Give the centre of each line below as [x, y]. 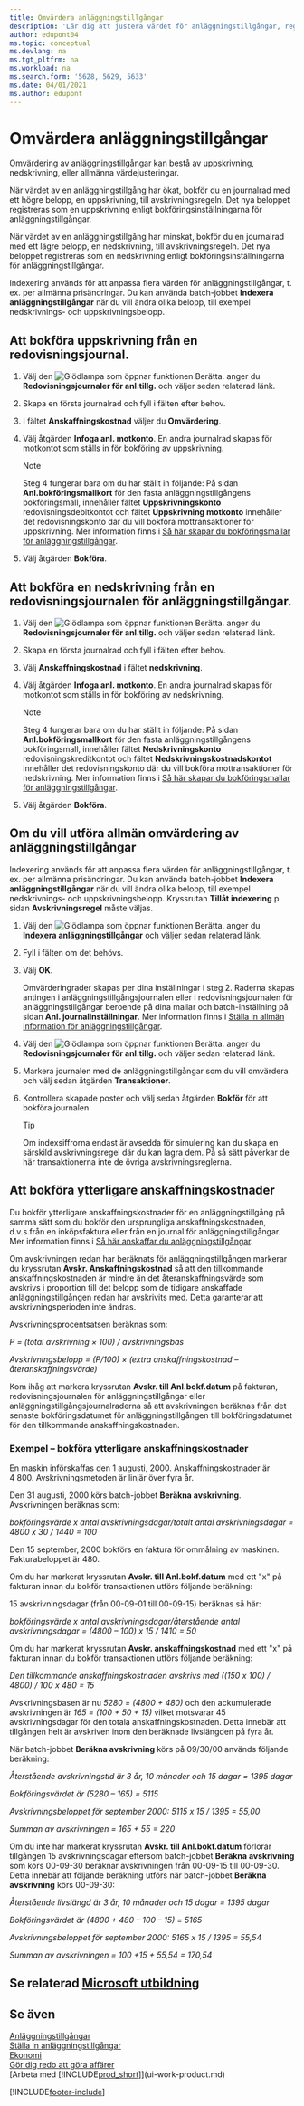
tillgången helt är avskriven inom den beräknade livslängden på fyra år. [142, 1731]
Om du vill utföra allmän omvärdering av [124, 834]
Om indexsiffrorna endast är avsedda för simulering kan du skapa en [150, 1142]
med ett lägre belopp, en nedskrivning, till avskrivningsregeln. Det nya [140, 246]
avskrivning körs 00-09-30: [62, 1884]
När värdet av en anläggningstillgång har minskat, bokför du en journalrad [147, 237]
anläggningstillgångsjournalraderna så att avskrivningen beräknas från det [148, 1406]
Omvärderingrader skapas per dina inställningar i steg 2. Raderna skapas [158, 987]
